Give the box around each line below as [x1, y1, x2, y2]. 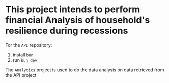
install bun [12, 52, 34, 58]
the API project [5, 72, 37, 78]
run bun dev [12, 57, 37, 63]
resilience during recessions [5, 25, 128, 36]
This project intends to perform [5, 4, 140, 15]
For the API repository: [5, 41, 52, 48]
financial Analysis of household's [5, 14, 150, 26]
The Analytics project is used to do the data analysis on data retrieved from [5, 67, 164, 73]
